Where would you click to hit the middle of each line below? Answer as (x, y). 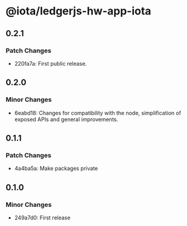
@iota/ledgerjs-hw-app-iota (78, 11)
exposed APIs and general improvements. (66, 119)
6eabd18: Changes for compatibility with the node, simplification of (98, 113)
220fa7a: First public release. (50, 63)
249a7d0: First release (42, 218)
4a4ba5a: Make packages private (56, 168)
